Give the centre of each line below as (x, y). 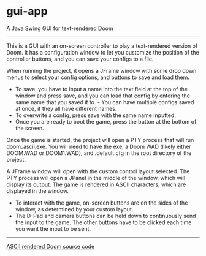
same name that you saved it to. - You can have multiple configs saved (105, 102)
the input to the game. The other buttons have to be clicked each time (103, 222)
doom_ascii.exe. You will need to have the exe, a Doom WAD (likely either (99, 146)
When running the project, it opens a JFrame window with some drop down (101, 70)
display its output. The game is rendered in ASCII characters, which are (96, 184)
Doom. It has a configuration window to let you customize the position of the (103, 52)
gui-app (27, 11)
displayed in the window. (38, 190)
